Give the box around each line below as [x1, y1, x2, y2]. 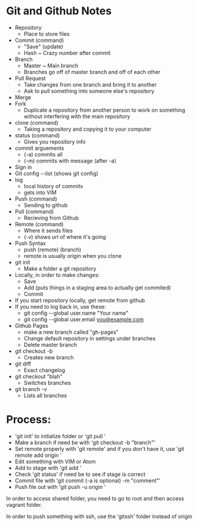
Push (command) [14, 195, 58, 202]
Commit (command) [14, 36, 64, 44]
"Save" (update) [23, 43, 64, 50]
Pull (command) [14, 208, 54, 215]
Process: [6, 413, 51, 426]
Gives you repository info [23, 138, 86, 145]
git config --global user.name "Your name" [23, 309, 129, 316]
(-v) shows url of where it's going [23, 233, 106, 240]
